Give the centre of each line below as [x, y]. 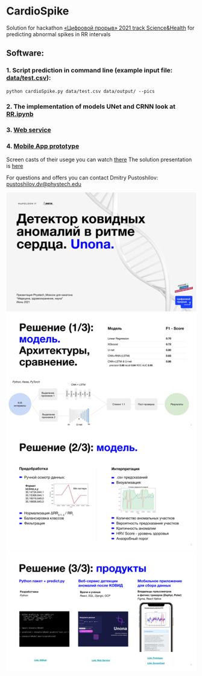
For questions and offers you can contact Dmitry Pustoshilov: [82, 177]
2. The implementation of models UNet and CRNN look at [91, 106]
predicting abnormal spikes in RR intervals [58, 34]
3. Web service [29, 130]
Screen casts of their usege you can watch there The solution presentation [99, 159]
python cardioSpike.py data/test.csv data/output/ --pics [80, 91]
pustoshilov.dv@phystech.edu [44, 184]
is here [15, 166]
